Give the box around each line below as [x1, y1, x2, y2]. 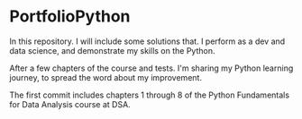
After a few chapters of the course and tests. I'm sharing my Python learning [9, 63, 294, 73]
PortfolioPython [9, 6, 131, 27]
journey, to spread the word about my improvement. [9, 72, 203, 82]
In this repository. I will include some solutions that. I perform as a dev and [9, 36, 286, 47]
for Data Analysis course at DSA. [9, 98, 131, 109]
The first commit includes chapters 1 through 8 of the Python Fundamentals [9, 89, 290, 100]
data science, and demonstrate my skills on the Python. [9, 45, 215, 55]
